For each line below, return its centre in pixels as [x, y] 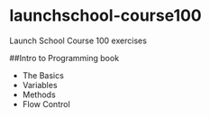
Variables [40, 85]
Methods [39, 94]
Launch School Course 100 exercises [78, 40]
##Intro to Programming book [64, 58]
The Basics [43, 75]
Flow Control [46, 103]
